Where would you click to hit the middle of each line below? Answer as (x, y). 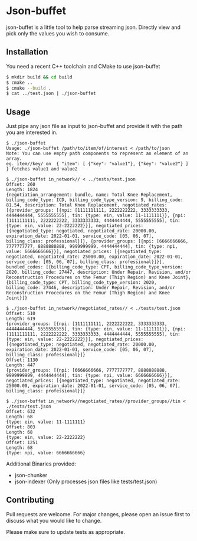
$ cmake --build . (29, 88)
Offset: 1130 (22, 360)
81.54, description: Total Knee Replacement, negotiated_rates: (87, 205)
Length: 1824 (22, 190)
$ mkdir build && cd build (39, 77)
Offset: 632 (21, 412)
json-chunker (31, 476)
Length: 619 (21, 319)
